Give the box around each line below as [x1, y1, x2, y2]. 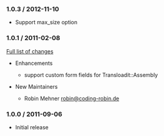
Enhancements [15, 59, 53, 67]
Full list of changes [6, 47, 53, 55]
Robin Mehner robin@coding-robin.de [24, 95, 120, 102]
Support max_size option [15, 19, 78, 26]
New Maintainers [15, 83, 58, 90]
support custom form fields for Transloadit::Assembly [24, 71, 158, 78]
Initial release [15, 123, 49, 131]
